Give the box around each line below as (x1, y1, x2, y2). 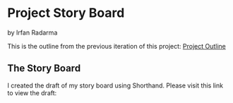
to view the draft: (7, 88, 57, 97)
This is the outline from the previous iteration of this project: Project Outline (7, 42, 226, 50)
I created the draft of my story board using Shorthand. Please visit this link (7, 81, 224, 90)
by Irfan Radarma (7, 28, 58, 37)
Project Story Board (7, 5, 125, 21)
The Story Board (7, 62, 81, 75)
